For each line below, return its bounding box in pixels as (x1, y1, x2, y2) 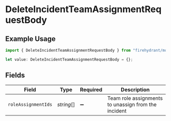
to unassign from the (107, 101, 157, 108)
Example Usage (5, 34, 56, 43)
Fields (5, 71, 25, 79)
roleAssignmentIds (8, 101, 52, 107)
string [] (57, 101, 75, 108)
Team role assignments (107, 95, 163, 102)
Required (79, 86, 103, 93)
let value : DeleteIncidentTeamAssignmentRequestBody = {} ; (5, 57, 133, 62)
